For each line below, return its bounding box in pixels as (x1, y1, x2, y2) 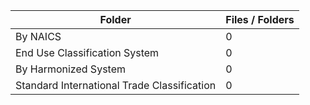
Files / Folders (225, 13, 295, 26)
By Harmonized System (15, 62, 126, 76)
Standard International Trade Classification (15, 79, 217, 92)
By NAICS (15, 30, 62, 43)
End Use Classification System (15, 46, 160, 59)
